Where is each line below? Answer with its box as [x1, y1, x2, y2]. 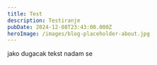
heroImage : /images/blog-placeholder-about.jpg [7, 30, 151, 37]
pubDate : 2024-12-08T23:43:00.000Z [7, 23, 112, 30]
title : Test [7, 10, 42, 18]
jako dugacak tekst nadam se [7, 49, 93, 58]
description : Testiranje [7, 17, 81, 24]
